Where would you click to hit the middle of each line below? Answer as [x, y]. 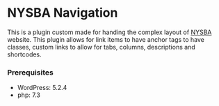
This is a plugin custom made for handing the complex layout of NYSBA [109, 32]
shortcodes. [24, 54]
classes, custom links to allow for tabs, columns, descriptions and [102, 47]
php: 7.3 [29, 95]
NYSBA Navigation [63, 13]
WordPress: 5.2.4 [42, 88]
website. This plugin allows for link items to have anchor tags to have [106, 39]
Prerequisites [30, 73]
